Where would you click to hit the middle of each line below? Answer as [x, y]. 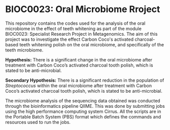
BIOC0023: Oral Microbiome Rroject [83, 9]
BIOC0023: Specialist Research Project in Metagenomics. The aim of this [81, 34]
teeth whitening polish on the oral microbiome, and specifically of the [92, 44]
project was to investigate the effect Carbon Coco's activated [70, 39]
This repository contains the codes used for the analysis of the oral [75, 23]
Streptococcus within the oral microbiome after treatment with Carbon [79, 85]
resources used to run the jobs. [38, 122]
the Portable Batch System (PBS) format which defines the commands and [83, 116]
